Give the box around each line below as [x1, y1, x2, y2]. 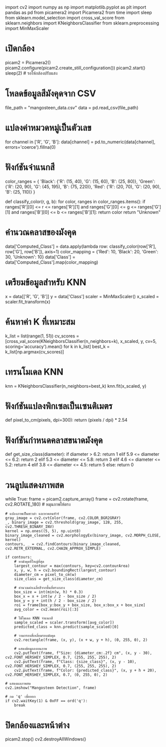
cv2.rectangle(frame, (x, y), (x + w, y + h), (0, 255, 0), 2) [14, 638, 148, 642]
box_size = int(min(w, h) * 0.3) [14, 590, 83, 595]
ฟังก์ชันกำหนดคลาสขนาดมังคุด [5, 434, 103, 446]
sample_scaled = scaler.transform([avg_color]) [14, 620, 114, 625]
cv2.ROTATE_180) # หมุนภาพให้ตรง [5, 501, 71, 507]
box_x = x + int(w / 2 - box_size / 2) [14, 594, 97, 599]
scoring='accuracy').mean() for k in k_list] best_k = [5, 343, 110, 349]
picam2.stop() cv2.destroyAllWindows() [5, 736, 86, 742]
